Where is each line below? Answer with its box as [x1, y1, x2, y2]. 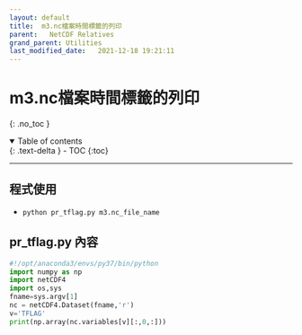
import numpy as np [9, 267, 83, 277]
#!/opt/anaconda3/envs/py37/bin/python [9, 259, 159, 268]
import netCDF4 [9, 276, 67, 285]
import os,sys [9, 284, 63, 293]
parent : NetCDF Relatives [9, 30, 115, 39]
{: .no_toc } [9, 119, 50, 129]
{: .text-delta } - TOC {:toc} [9, 145, 110, 156]
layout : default [9, 13, 70, 22]
